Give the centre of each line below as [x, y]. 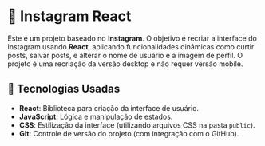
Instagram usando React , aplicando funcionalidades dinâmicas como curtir [131, 46]
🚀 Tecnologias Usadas [64, 89]
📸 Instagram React [69, 16]
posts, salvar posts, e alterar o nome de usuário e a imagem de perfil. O [125, 55]
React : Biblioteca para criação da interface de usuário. [109, 108]
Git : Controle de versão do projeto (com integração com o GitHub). [129, 133]
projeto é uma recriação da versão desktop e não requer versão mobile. [125, 64]
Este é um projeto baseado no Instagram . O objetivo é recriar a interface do [132, 38]
